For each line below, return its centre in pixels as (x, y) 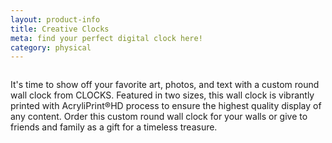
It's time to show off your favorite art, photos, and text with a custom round (165, 85)
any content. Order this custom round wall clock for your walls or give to (159, 117)
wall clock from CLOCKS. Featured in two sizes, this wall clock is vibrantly (162, 95)
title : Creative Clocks (60, 29)
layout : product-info (55, 19)
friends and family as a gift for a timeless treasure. (114, 127)
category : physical (51, 47)
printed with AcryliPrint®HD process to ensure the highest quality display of (166, 106)
